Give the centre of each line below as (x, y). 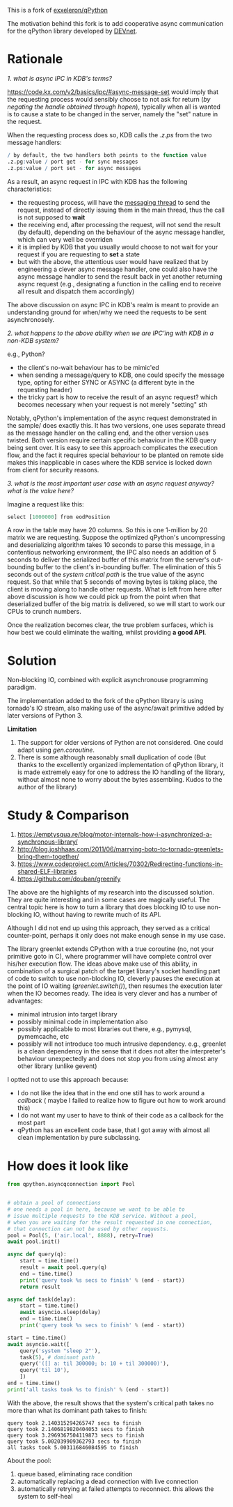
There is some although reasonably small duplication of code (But (112, 757)
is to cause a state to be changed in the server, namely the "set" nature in (113, 114)
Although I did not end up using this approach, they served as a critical (109, 928)
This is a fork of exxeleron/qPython (57, 10)
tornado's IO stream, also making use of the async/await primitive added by (115, 708)
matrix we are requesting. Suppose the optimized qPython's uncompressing (116, 538)
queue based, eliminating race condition (75, 1474)
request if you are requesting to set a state (79, 254)
